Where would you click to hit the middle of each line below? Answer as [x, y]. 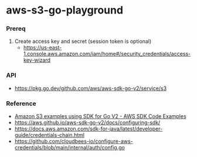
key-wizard [37, 60]
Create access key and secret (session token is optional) [83, 41]
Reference [21, 103]
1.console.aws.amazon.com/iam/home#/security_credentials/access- [107, 54]
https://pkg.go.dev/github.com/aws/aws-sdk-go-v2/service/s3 [91, 88]
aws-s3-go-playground [65, 10]
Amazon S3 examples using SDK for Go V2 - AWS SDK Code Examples [100, 116]
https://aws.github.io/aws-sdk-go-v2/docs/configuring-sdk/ [87, 123]
